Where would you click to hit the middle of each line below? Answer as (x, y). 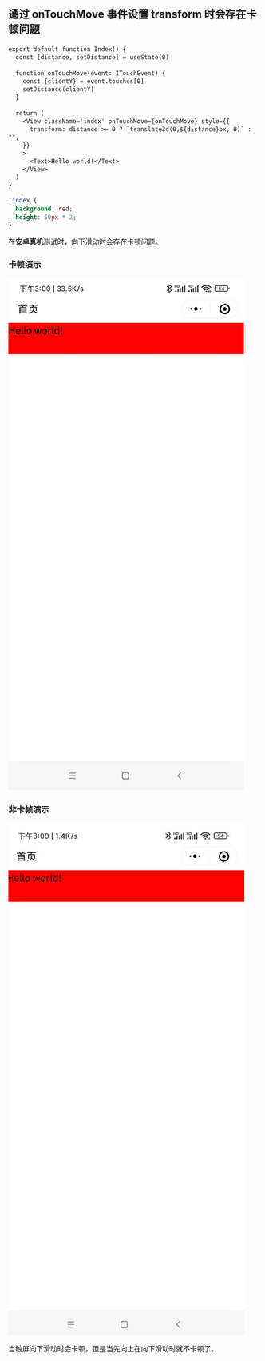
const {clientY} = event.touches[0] (84, 81)
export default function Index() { (67, 49)
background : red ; (44, 209)
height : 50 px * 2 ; (46, 217)
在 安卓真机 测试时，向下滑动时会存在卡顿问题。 (85, 241)
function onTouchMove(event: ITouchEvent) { (91, 73)
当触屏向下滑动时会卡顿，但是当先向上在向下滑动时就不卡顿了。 (113, 1348)
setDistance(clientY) (58, 89)
